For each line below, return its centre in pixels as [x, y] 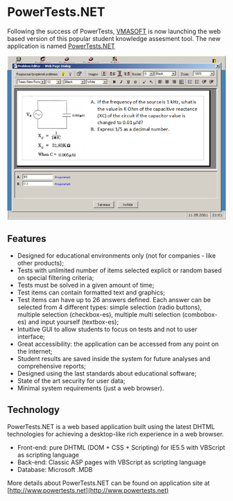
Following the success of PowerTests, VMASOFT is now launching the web [114, 31]
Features [27, 239]
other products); [41, 263]
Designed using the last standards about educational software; [107, 373]
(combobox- [200, 314]
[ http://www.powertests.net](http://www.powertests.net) [88, 490]
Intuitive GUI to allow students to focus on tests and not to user [107, 329]
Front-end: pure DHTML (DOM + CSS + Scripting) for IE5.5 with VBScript [121, 447]
